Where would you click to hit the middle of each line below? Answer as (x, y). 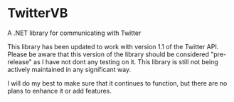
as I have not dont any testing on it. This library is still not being (126, 61)
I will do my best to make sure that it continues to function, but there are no (117, 83)
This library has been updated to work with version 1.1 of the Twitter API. (113, 46)
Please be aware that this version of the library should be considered (108, 54)
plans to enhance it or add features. (60, 91)
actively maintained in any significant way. (69, 69)
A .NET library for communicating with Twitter (74, 33)
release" (20, 61)
